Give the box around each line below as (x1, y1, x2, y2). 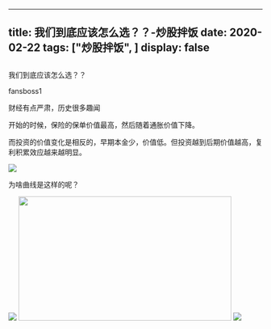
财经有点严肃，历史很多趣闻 (8, 103, 101, 112)
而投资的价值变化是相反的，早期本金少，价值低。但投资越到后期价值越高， (8, 137, 256, 146)
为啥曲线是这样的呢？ (8, 179, 79, 189)
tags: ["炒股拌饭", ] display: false (43, 41, 210, 55)
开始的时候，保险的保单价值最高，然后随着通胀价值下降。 (8, 120, 199, 129)
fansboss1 (8, 86, 42, 95)
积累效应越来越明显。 (15, 147, 86, 157)
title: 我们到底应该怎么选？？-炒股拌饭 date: (8, 26, 227, 40)
